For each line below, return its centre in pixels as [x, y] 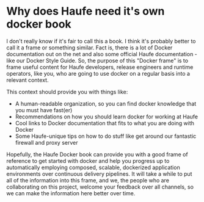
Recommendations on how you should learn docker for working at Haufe [107, 117]
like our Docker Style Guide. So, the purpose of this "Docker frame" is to [97, 60]
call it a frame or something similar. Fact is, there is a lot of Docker [89, 48]
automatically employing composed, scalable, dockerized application [93, 167]
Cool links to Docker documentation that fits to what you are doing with [104, 123]
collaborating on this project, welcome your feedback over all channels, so [100, 187]
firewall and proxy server [46, 142]
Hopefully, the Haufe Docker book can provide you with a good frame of [97, 154]
